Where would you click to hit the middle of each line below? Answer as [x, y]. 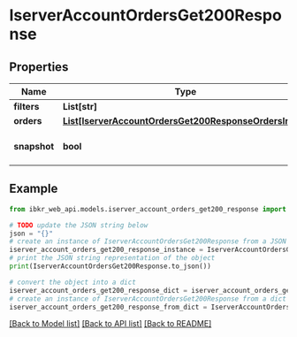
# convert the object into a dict [73, 282]
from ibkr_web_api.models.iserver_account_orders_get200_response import [148, 209]
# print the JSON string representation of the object [112, 258]
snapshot [34, 146]
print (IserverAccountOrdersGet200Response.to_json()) [110, 266]
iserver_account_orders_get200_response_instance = [106, 250]
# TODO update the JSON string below [79, 225]
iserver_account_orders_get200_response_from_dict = [108, 307]
